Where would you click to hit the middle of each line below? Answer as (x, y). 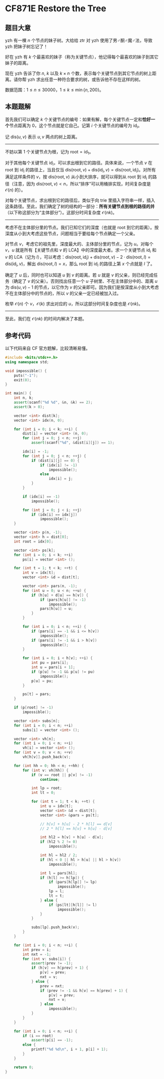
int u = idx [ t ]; (56, 806)
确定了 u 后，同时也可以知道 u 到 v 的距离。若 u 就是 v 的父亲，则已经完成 (79, 275)
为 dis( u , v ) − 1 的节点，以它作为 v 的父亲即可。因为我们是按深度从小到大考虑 (82, 287)
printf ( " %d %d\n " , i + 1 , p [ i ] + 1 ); (70, 1049)
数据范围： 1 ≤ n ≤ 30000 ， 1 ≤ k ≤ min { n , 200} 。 (54, 90)
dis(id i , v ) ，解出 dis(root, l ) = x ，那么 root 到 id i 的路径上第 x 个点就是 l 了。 (80, 264)
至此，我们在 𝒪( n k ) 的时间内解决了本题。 (46, 319)
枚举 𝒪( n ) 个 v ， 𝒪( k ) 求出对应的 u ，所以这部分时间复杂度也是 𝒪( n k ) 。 (74, 304)
